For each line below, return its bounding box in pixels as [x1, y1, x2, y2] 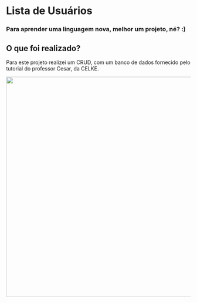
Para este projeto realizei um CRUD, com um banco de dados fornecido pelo [6, 59, 191, 66]
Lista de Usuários [6, 4, 93, 18]
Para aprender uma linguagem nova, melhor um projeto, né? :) [6, 25, 186, 33]
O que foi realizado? [6, 43, 81, 53]
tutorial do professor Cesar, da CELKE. [6, 65, 99, 72]
